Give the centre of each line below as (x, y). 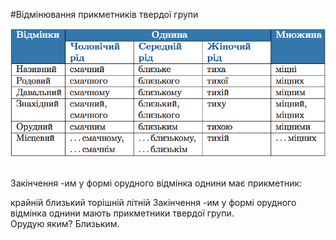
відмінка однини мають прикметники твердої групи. (122, 213)
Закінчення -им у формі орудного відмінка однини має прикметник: (156, 183)
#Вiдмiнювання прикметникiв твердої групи (104, 14)
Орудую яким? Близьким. (65, 223)
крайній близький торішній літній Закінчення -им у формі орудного (153, 202)
